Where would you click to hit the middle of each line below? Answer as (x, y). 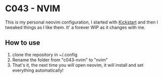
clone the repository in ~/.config (45, 54)
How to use (23, 43)
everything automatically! (38, 70)
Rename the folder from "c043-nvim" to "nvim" (60, 60)
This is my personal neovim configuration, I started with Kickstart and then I (81, 22)
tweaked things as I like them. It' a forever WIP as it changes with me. (75, 27)
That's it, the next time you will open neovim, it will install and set (78, 65)
